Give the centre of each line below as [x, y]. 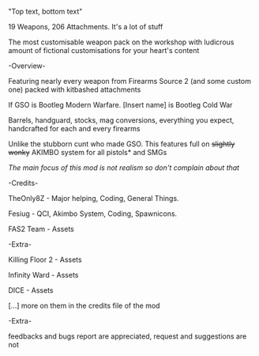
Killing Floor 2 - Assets [45, 259]
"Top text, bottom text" [45, 11]
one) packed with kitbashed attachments [75, 89]
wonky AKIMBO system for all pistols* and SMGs [88, 152]
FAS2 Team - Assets [41, 229]
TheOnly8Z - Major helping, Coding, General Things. [94, 198]
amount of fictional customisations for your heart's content [104, 50]
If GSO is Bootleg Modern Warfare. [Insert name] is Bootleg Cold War [120, 105]
